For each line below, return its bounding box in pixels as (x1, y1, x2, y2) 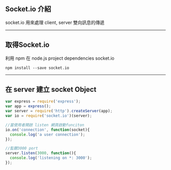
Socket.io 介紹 (5, 5, 51, 14)
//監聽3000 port (5, 146, 38, 151)
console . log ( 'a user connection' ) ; (10, 132, 85, 137)
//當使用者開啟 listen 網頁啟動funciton (5, 122, 84, 128)
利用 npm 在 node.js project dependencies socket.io (5, 55, 115, 61)
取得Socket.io (5, 40, 50, 50)
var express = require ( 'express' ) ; (5, 99, 81, 104)
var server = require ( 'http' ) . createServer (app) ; (5, 109, 113, 114)
